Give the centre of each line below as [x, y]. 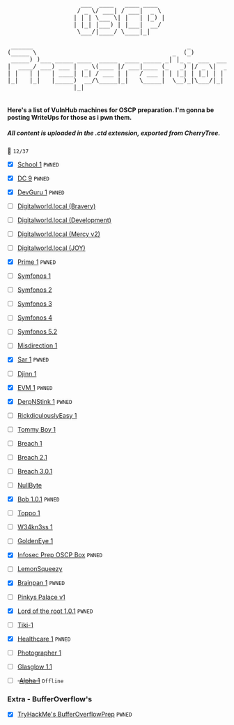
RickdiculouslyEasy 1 [47, 415]
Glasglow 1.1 [34, 666]
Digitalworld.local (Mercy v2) [59, 234]
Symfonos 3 [34, 304]
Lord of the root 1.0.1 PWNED [55, 611]
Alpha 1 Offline [41, 680]
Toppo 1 [29, 513]
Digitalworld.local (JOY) [51, 248]
